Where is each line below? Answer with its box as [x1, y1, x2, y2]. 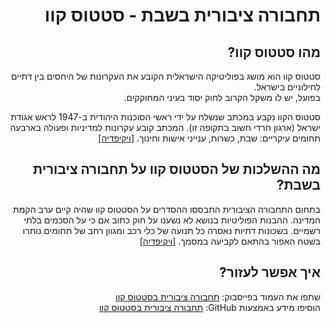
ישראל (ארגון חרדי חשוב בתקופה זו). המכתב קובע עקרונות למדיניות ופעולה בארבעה [9, 122, 321, 133]
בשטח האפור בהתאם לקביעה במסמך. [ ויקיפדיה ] [139, 235, 321, 247]
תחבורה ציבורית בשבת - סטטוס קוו [44, 4, 321, 27]
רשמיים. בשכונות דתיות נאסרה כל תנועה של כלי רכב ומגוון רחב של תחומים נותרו [22, 224, 321, 236]
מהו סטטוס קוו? [227, 44, 321, 61]
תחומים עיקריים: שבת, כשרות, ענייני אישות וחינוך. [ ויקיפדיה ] [98, 132, 321, 144]
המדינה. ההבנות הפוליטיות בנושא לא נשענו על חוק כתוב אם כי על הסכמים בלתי [23, 214, 321, 226]
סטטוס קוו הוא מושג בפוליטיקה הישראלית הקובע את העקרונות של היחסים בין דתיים [10, 70, 321, 82]
